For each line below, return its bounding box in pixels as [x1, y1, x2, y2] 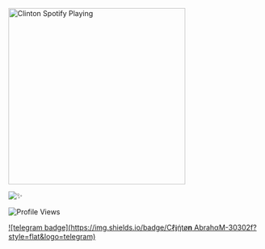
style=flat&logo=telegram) [8, 232, 96, 241]
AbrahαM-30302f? [193, 222, 257, 232]
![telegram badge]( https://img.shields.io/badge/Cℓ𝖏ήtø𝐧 [8, 222, 192, 232]
